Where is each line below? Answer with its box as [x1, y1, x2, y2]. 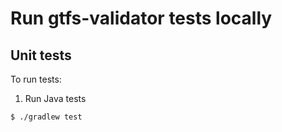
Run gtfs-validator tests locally [10, 7, 273, 30]
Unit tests [10, 47, 72, 64]
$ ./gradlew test [10, 112, 83, 122]
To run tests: [10, 73, 62, 85]
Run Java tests [24, 93, 87, 104]
